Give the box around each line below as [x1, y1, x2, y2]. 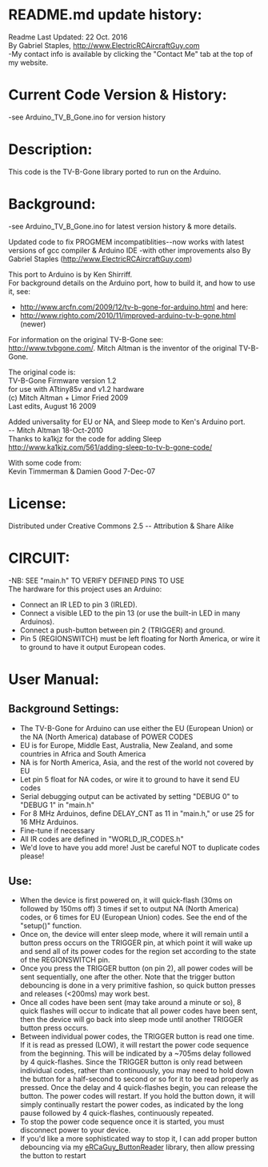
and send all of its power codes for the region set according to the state [19, 947, 257, 956]
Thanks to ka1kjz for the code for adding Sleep [8, 434, 162, 443]
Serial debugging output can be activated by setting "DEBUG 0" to [19, 791, 239, 801]
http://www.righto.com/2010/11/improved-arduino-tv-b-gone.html [19, 310, 236, 320]
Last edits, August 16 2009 [8, 401, 97, 410]
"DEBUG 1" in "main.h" [19, 800, 94, 810]
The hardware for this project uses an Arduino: [8, 583, 162, 594]
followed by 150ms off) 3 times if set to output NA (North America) [19, 904, 239, 914]
